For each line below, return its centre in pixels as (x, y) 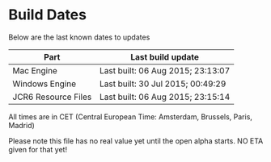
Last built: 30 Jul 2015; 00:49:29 (163, 84)
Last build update (165, 56)
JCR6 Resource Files (52, 97)
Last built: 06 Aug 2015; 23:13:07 (165, 70)
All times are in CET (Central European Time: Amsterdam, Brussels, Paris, (131, 116)
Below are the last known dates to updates (79, 37)
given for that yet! (38, 149)
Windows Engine (44, 84)
